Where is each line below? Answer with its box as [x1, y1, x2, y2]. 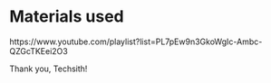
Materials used [9, 6, 124, 27]
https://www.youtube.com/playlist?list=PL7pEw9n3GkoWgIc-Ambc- [9, 36, 263, 47]
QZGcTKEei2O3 [9, 45, 68, 56]
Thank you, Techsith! [9, 63, 88, 74]
